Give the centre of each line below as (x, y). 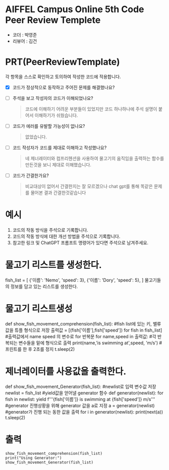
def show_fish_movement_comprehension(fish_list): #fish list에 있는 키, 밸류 (83, 324)
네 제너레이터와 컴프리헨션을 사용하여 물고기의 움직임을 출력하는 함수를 (95, 159)
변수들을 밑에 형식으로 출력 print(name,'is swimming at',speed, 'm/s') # (90, 343)
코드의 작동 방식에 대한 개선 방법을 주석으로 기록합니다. (66, 236)
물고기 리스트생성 (39, 309)
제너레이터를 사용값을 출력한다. (66, 372)
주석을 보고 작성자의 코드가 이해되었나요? (53, 98)
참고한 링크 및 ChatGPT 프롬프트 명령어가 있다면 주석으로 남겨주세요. (80, 243)
